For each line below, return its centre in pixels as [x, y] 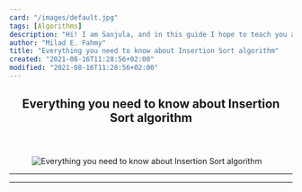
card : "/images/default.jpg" [64, 17]
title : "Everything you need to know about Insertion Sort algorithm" [144, 51]
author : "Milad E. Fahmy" [58, 43]
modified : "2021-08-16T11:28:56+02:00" [84, 68]
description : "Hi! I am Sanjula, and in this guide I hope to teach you [148, 34]
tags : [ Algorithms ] [46, 26]
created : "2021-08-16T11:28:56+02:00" [82, 59]
